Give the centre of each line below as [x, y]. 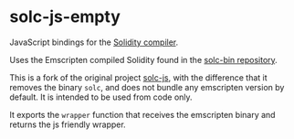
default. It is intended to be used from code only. [101, 97]
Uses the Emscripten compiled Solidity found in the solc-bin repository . [144, 59]
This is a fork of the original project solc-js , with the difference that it [138, 77]
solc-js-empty [65, 17]
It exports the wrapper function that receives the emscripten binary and [142, 114]
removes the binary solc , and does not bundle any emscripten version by [147, 87]
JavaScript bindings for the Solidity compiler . [94, 42]
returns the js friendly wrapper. [68, 124]
